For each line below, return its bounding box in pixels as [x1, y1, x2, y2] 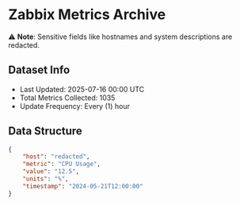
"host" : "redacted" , [22, 153, 90, 161]
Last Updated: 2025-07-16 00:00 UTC [19, 84, 145, 94]
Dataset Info [8, 64, 70, 77]
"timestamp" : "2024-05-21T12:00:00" [22, 182, 144, 190]
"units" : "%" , [22, 175, 69, 184]
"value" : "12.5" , [22, 168, 80, 176]
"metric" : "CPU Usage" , [22, 161, 101, 168]
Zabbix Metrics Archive [8, 6, 166, 24]
